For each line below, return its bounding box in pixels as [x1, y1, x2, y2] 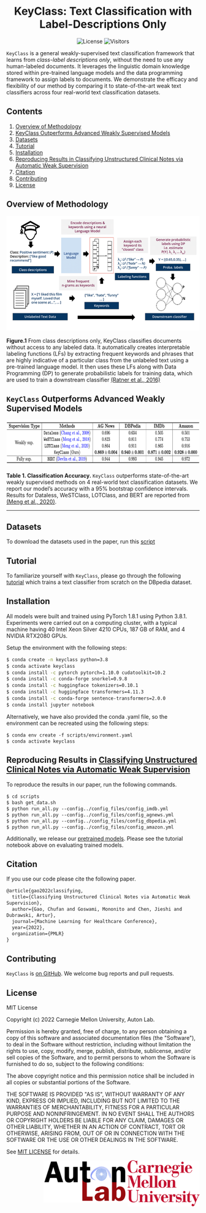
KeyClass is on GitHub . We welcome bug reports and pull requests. [6, 970, 175, 978]
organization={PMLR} [12, 931, 64, 937]
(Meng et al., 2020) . [6, 498, 57, 505]
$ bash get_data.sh [6, 799, 56, 806]
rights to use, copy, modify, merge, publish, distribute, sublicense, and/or [6, 1047, 191, 1055]
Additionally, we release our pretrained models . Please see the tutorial [6, 835, 183, 842]
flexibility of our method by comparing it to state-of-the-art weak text [6, 82, 181, 90]
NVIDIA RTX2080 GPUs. [6, 632, 68, 639]
